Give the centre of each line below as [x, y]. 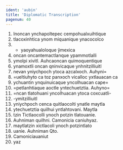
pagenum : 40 [18, 19]
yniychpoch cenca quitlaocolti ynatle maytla [59, 104]
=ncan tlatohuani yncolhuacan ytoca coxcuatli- [62, 93]
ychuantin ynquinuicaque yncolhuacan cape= [61, 82]
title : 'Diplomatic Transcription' [43, 15]
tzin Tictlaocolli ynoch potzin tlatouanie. [55, 115]
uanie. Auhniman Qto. [36, 131]
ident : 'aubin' [22, 10]
